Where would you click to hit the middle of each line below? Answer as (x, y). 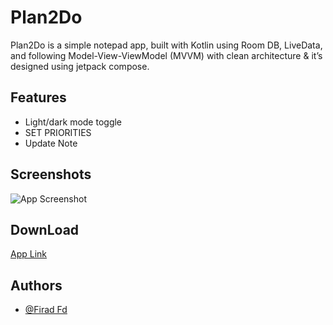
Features (38, 97)
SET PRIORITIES (58, 132)
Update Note (51, 143)
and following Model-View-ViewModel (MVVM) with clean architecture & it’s (166, 55)
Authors (36, 285)
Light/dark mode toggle (73, 122)
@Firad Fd (46, 310)
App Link (29, 254)
